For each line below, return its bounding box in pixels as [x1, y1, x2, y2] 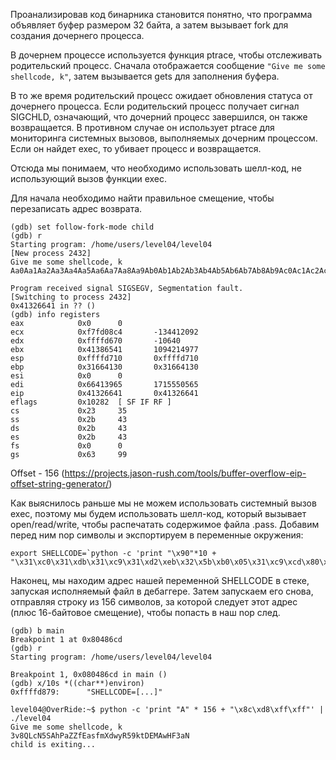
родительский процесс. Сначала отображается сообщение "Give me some [10, 60, 326, 71]
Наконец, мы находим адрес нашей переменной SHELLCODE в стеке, [10, 575, 310, 586]
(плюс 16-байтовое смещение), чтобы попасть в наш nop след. [10, 607, 281, 618]
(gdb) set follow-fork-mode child [10, 222, 155, 232]
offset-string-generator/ [10, 478, 110, 489]
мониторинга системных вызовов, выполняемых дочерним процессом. [10, 132, 318, 144]
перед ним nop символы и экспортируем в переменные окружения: [10, 529, 304, 541]
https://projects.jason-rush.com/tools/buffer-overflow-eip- [64, 467, 307, 479]
